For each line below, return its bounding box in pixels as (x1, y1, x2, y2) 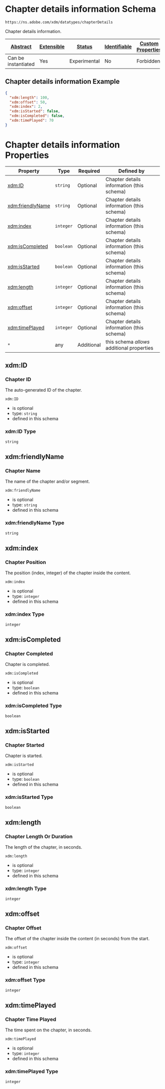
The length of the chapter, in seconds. (5, 844, 82, 850)
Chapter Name (5, 467, 41, 474)
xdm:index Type (5, 611, 45, 618)
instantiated (7, 61, 35, 67)
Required (78, 167, 100, 174)
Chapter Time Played (5, 1016, 56, 1023)
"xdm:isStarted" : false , (9, 109, 60, 114)
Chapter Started (5, 741, 45, 748)
